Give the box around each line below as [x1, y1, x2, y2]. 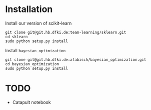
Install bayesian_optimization [5, 47, 66, 53]
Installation [5, 4, 53, 15]
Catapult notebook [12, 99, 51, 105]
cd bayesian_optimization [5, 61, 59, 66]
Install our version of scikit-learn [5, 20, 72, 26]
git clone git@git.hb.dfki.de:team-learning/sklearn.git [5, 30, 126, 35]
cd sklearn [5, 34, 28, 39]
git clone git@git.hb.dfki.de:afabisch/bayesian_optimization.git [5, 57, 146, 62]
